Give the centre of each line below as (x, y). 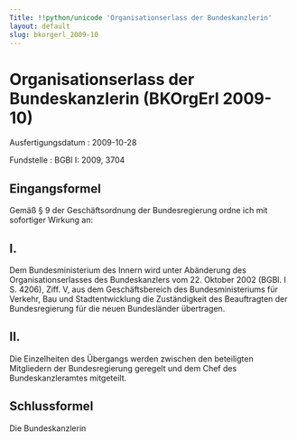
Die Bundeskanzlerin (48, 428)
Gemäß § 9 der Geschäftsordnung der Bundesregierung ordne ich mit (139, 211)
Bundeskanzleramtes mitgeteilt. (68, 378)
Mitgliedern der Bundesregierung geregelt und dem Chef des (123, 368)
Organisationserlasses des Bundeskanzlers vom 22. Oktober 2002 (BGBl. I (148, 279)
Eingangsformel (55, 188)
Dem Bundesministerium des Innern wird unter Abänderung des (128, 270)
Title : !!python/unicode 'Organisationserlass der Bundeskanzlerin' (141, 18)
